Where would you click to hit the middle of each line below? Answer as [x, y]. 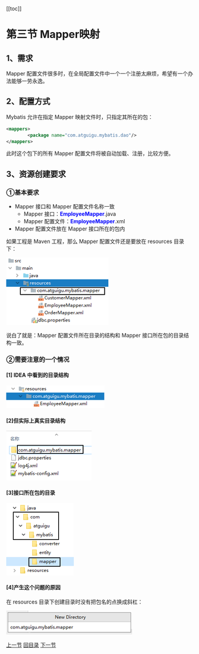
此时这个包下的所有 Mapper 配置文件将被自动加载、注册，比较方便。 [90, 153]
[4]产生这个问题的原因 [34, 587]
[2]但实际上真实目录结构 [36, 421]
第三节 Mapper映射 [53, 34]
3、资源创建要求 [36, 174]
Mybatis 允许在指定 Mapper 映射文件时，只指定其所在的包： [80, 117]
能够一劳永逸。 [29, 81]
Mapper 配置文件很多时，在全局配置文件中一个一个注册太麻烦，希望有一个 [97, 73]
